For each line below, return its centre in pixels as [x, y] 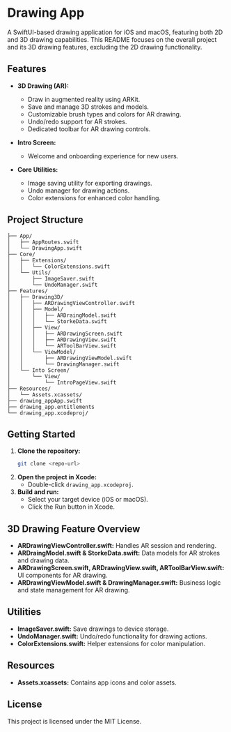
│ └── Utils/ [29, 272]
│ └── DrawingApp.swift [45, 248]
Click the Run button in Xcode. [71, 507]
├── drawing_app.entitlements [51, 407]
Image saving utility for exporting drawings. [90, 183]
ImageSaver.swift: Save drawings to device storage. [93, 629]
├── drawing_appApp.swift [45, 401]
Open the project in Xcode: [57, 477]
